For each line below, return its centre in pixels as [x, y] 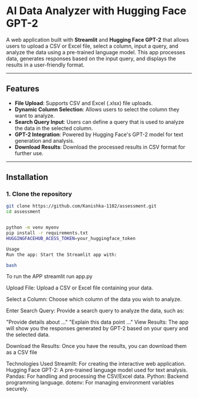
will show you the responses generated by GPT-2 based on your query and [97, 328]
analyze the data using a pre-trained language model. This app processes [96, 52]
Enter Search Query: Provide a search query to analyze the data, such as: [95, 311]
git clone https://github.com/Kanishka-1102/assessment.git [82, 206]
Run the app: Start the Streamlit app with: [62, 255]
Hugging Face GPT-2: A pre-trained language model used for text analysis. [97, 370]
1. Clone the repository [39, 194]
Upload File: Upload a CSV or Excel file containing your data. [80, 288]
